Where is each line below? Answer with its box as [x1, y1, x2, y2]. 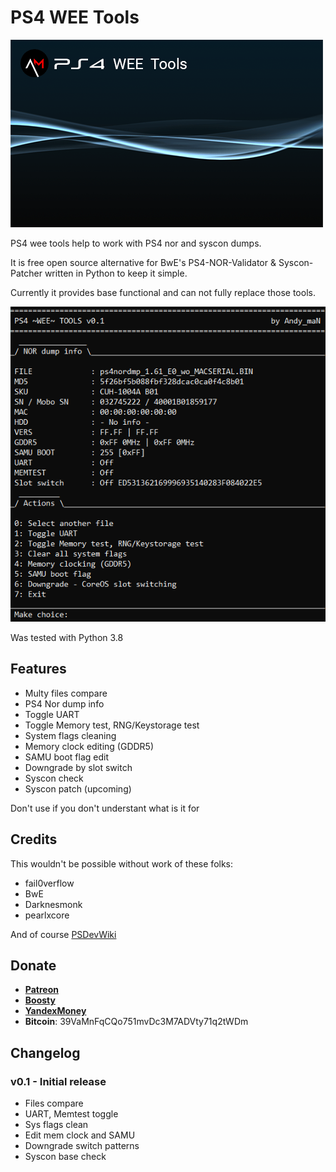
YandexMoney [24, 1005, 87, 1017]
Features [10, 661, 67, 678]
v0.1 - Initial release [10, 1074, 107, 1088]
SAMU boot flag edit [24, 751, 109, 763]
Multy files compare [24, 687, 108, 699]
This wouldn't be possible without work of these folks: [10, 857, 234, 870]
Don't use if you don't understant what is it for [10, 802, 200, 814]
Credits [10, 831, 58, 848]
